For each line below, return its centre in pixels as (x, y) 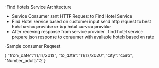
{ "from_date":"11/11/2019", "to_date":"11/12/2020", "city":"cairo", (69, 55)
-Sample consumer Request (33, 46)
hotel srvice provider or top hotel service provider (61, 27)
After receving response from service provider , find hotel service (77, 32)
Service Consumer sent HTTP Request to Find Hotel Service (72, 16)
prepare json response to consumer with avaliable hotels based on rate (83, 37)
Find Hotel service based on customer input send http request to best (81, 21)
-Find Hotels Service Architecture (38, 7)
